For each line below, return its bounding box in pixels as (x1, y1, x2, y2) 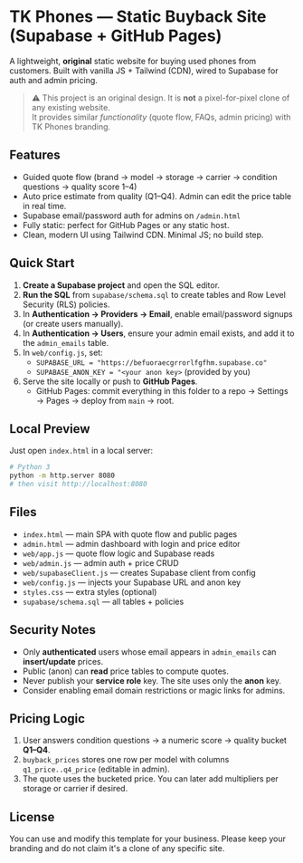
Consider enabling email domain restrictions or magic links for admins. (22, 685, 286, 695)
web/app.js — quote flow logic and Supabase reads (22, 548, 215, 559)
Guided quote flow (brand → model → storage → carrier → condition (22, 171, 278, 182)
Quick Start (9, 255, 75, 271)
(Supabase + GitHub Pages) (9, 25, 223, 46)
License (9, 809, 55, 825)
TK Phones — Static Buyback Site (9, 6, 267, 27)
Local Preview (9, 421, 90, 436)
